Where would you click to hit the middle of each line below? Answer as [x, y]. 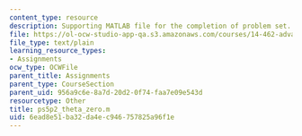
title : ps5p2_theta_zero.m [60, 109]
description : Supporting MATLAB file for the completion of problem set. [151, 26]
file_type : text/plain [52, 42]
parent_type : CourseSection [62, 84]
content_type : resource [54, 17]
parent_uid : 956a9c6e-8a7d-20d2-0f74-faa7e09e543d [106, 92]
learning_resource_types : [58, 51]
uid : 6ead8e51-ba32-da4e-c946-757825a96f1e [92, 117]
